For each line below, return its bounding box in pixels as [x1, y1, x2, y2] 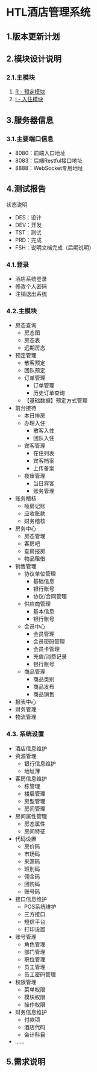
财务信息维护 [14, 1008, 47, 1015]
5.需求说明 [6, 1057, 46, 1067]
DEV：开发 [14, 221, 42, 228]
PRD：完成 [14, 236, 42, 243]
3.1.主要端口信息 [6, 134, 54, 143]
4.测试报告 [6, 184, 46, 194]
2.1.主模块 [6, 73, 35, 81]
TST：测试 [14, 228, 42, 236]
